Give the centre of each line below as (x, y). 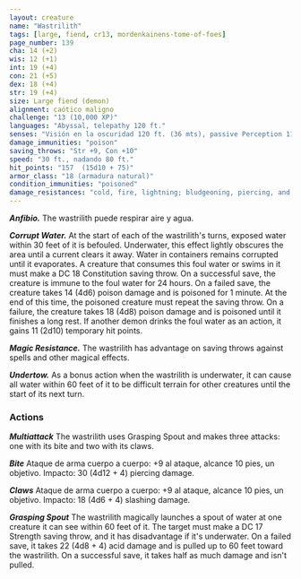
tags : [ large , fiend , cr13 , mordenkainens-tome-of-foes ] (118, 34)
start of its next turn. (47, 394)
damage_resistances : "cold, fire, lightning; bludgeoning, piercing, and (150, 193)
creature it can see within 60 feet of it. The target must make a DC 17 (136, 527)
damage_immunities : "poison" (64, 143)
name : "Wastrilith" (46, 26)
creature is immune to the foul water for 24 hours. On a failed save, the (140, 283)
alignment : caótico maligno (62, 109)
